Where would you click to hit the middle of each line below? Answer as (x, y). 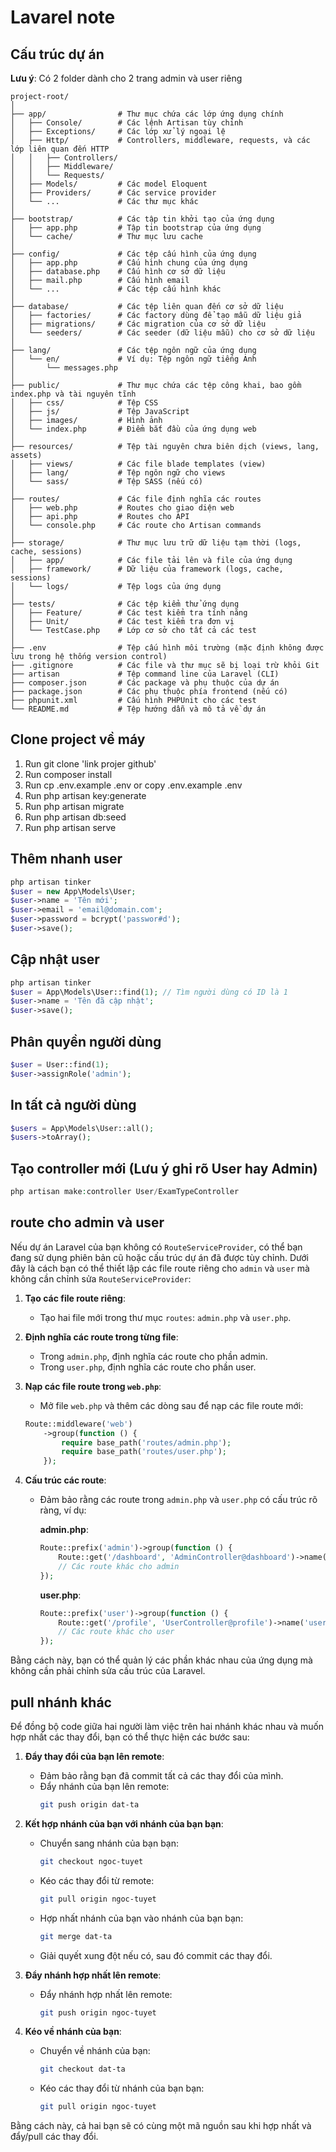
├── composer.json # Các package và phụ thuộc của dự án (145, 683)
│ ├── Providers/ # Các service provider (113, 193)
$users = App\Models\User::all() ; (82, 1128)
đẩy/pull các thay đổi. (54, 2137)
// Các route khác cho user (116, 1632)
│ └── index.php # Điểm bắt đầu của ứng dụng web (133, 429)
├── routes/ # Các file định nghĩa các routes (136, 499)
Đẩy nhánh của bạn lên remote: (104, 1786)
